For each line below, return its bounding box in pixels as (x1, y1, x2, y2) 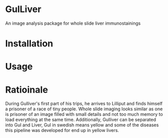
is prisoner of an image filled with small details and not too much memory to (5, 111, 163, 117)
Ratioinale (5, 84, 48, 95)
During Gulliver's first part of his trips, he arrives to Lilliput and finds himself (5, 101, 163, 107)
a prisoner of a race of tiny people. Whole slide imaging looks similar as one (5, 106, 163, 112)
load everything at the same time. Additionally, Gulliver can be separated (5, 117, 156, 123)
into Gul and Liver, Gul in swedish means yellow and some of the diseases (5, 122, 159, 128)
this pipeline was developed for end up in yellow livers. (5, 127, 120, 133)
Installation (5, 38, 53, 49)
